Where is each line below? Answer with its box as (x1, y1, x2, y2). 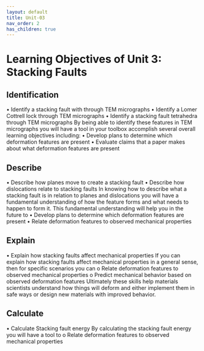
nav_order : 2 (6, 20, 40, 26)
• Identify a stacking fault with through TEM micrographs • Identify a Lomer (6, 106, 197, 113)
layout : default (6, 9, 48, 15)
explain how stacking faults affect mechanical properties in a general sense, (6, 258, 198, 265)
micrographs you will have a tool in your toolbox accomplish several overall (6, 125, 196, 133)
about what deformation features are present (6, 145, 120, 152)
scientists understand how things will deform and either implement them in (6, 284, 195, 291)
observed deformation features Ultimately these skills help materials (6, 278, 179, 285)
